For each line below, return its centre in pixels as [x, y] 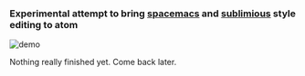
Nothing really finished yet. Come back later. [93, 62]
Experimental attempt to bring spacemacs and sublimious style [153, 14]
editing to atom [44, 24]
